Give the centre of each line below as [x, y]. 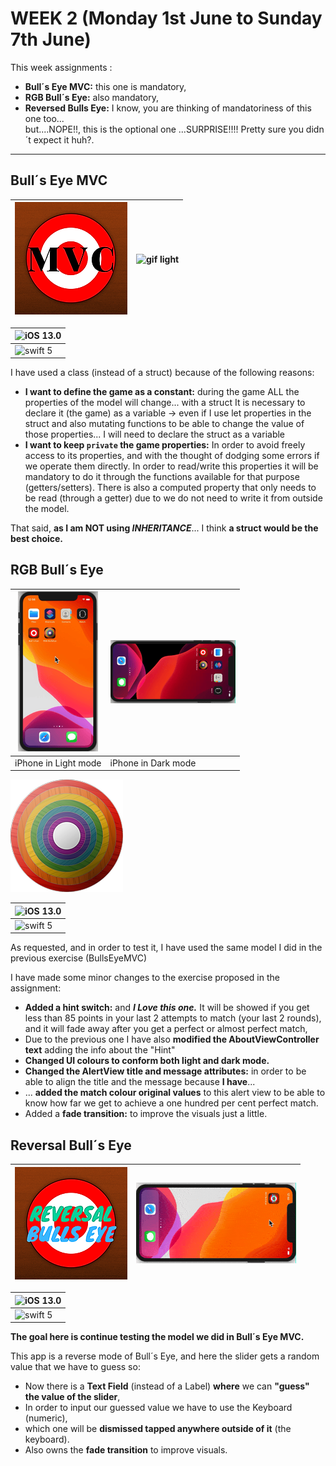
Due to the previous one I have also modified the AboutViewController [172, 1039]
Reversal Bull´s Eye [71, 1145]
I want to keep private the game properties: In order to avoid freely [165, 445]
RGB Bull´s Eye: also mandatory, [91, 97]
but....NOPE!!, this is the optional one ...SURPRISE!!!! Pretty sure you [164, 129]
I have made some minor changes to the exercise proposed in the [145, 978]
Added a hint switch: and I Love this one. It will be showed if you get [167, 1008]
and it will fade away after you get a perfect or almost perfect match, [166, 1029]
